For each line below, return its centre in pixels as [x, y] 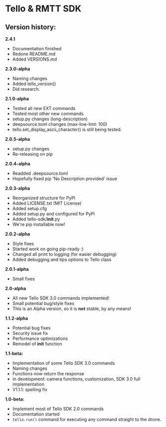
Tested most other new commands [48, 113]
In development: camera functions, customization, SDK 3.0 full [76, 379]
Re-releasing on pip [33, 154]
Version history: [31, 27]
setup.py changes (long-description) [50, 119]
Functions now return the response [48, 374]
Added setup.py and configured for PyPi [54, 214]
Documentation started [36, 414]
